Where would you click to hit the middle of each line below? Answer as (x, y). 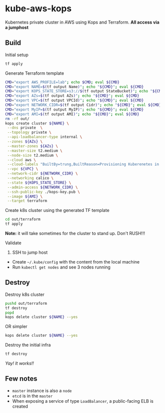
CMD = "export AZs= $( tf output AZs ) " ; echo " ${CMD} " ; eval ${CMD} (72, 96)
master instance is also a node (42, 390)
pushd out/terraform (26, 303)
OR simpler (16, 326)
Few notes (21, 379)
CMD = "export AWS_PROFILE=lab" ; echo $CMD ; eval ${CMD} (62, 82)
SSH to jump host (30, 252)
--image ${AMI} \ (25, 196)
